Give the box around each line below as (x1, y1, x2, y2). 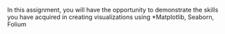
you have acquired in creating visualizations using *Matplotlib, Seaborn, (7, 13, 215, 21)
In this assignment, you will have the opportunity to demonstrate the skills (7, 6, 219, 14)
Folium (7, 20, 26, 28)
